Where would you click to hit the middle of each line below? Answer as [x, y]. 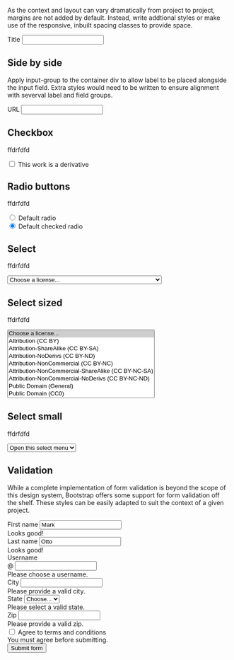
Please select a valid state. [46, 607]
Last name [23, 541]
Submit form [27, 648]
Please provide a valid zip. [46, 624]
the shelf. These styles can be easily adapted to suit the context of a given [116, 502]
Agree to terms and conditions [62, 632]
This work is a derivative [53, 164]
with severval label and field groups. [60, 95]
